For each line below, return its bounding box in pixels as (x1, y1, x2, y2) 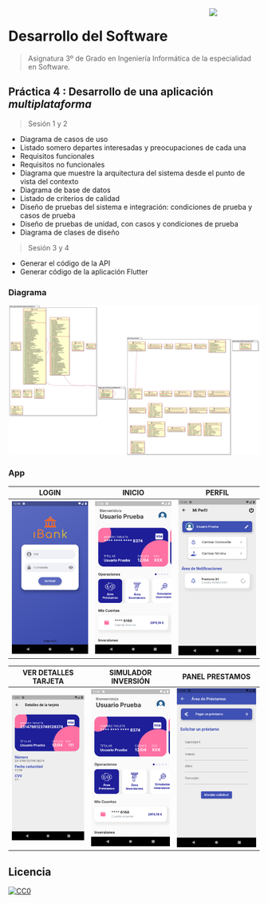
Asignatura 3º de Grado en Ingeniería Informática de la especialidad (27, 53, 251, 63)
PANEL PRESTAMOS (182, 672, 251, 681)
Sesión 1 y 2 (27, 119, 68, 128)
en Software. (27, 61, 70, 71)
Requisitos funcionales (19, 151, 95, 160)
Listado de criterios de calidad (19, 193, 120, 203)
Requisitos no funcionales (19, 160, 105, 169)
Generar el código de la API (19, 258, 111, 268)
